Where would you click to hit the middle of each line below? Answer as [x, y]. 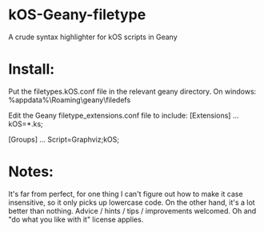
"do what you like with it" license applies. [76, 219]
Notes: [31, 172]
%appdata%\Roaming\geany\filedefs [70, 100]
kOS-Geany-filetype [77, 15]
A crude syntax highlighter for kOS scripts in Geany [93, 37]
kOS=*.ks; [26, 124]
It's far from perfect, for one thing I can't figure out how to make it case [126, 194]
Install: [32, 69]
